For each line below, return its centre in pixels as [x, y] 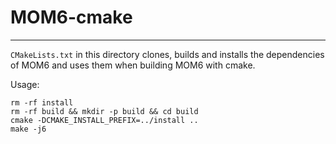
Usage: [25, 84]
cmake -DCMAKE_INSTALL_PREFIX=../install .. [104, 120]
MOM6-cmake [71, 17]
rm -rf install [42, 102]
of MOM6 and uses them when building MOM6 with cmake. [133, 65]
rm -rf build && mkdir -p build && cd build [104, 111]
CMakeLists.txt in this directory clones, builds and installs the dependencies [167, 54]
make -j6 [28, 129]
